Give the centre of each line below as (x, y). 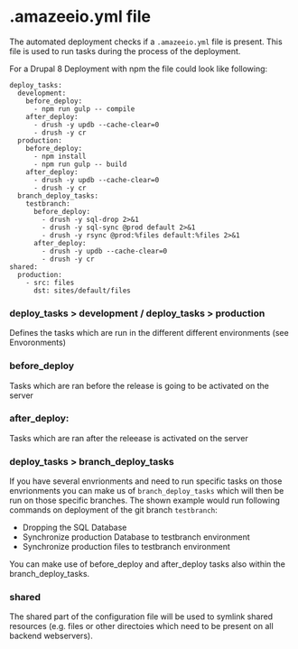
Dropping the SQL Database (74, 528)
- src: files (50, 283)
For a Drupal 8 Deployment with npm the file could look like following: (139, 69)
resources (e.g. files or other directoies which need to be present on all (141, 626)
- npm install (60, 156)
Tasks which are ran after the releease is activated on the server (129, 438)
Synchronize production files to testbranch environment (126, 547)
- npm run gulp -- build (80, 164)
